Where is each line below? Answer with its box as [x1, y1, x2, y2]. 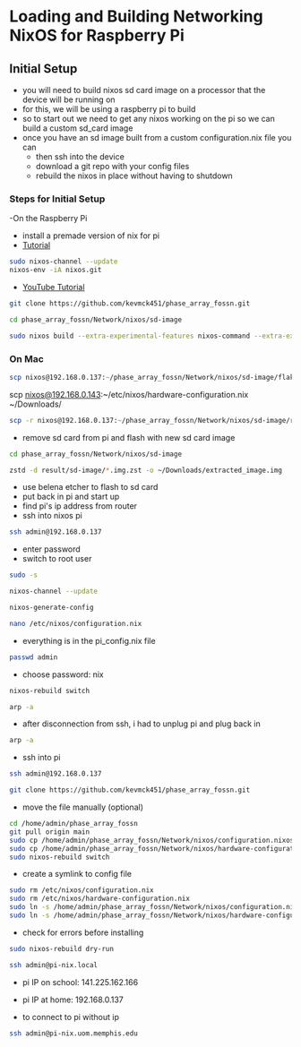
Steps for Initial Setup [9, 193, 106, 205]
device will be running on [21, 94, 116, 105]
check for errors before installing [21, 927, 144, 938]
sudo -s [9, 571, 39, 579]
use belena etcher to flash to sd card [21, 482, 159, 493]
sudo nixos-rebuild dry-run [9, 944, 115, 953]
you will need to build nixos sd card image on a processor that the [21, 85, 266, 95]
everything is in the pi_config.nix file [21, 635, 156, 646]
